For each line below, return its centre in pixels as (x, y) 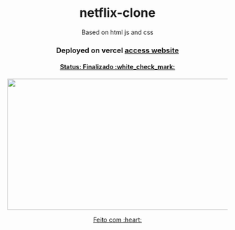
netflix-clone (117, 13)
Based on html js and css (117, 32)
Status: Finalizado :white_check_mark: (117, 67)
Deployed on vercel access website (117, 50)
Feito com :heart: (117, 220)
